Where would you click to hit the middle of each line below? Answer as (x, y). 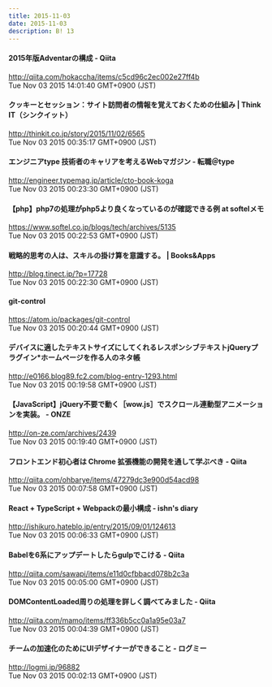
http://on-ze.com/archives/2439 (63, 433)
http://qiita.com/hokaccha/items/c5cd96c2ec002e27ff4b (104, 76)
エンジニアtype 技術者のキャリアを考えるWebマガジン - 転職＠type (122, 162)
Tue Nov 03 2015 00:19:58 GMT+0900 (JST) (83, 385)
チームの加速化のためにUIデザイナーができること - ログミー (108, 648)
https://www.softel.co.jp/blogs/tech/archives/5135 (92, 227)
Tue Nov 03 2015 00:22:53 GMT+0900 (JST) (83, 235)
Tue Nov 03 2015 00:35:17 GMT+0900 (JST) (82, 142)
